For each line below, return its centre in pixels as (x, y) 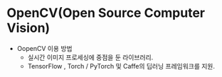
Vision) (28, 28)
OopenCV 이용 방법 (44, 48)
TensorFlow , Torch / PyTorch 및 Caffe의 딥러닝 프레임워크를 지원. (121, 66)
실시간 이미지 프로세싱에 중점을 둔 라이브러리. (90, 57)
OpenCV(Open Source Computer (106, 13)
